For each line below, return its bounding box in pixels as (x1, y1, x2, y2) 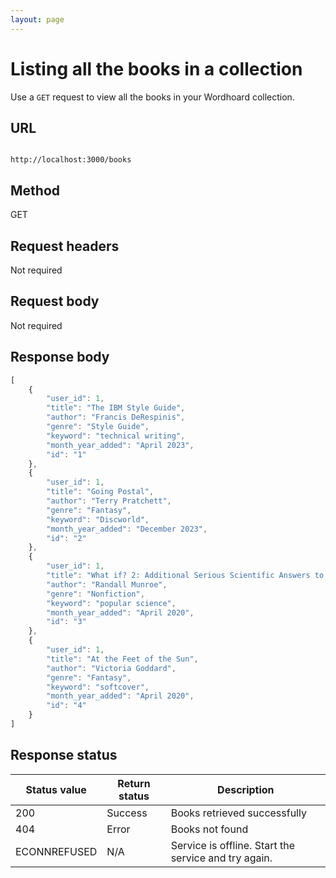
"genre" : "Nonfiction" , (46, 589, 145, 599)
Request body (10, 293, 100, 310)
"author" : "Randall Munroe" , (46, 579, 168, 590)
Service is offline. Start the (170, 838, 296, 852)
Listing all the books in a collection (10, 57, 303, 80)
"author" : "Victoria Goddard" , (46, 663, 177, 673)
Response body (10, 349, 110, 366)
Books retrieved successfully (170, 806, 307, 820)
